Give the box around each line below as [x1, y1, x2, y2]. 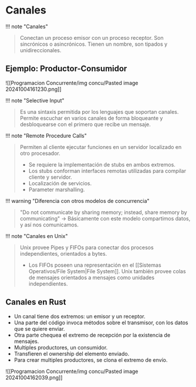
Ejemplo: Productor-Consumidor [5, 64, 127, 74]
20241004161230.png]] [5, 86, 62, 93]
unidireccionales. [19, 46, 62, 53]
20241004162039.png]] [5, 374, 63, 381]
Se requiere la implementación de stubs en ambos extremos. [28, 161, 175, 168]
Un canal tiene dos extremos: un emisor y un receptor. [13, 313, 146, 320]
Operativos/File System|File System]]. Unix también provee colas [28, 267, 186, 274]
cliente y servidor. [28, 174, 72, 181]
